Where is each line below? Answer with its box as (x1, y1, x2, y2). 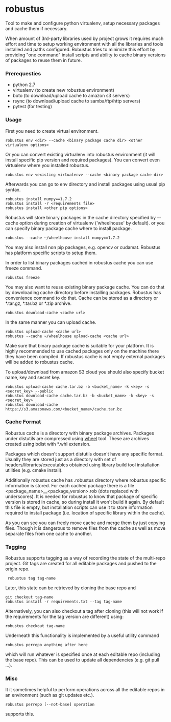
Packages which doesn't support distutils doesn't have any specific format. (5, 450, 164, 457)
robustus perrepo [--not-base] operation (5, 702, 95, 707)
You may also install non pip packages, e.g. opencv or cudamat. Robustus (5, 244, 161, 250)
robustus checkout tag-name (5, 624, 65, 629)
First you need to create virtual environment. (5, 128, 99, 134)
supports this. (5, 711, 35, 717)
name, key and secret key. (5, 374, 61, 380)
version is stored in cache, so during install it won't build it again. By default (5, 499, 164, 505)
